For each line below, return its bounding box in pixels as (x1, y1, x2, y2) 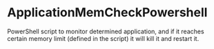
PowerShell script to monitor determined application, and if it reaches (7, 27, 205, 35)
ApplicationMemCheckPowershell (7, 5, 208, 20)
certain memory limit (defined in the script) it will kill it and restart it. (7, 34, 200, 42)
